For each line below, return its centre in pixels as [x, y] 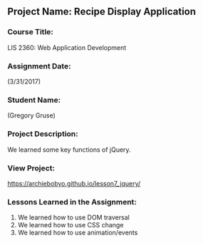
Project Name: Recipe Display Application [102, 12]
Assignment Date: [39, 66]
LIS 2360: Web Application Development [67, 47]
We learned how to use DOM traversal [73, 217]
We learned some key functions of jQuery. [69, 150]
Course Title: [30, 32]
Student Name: [34, 100]
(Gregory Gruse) [31, 115]
